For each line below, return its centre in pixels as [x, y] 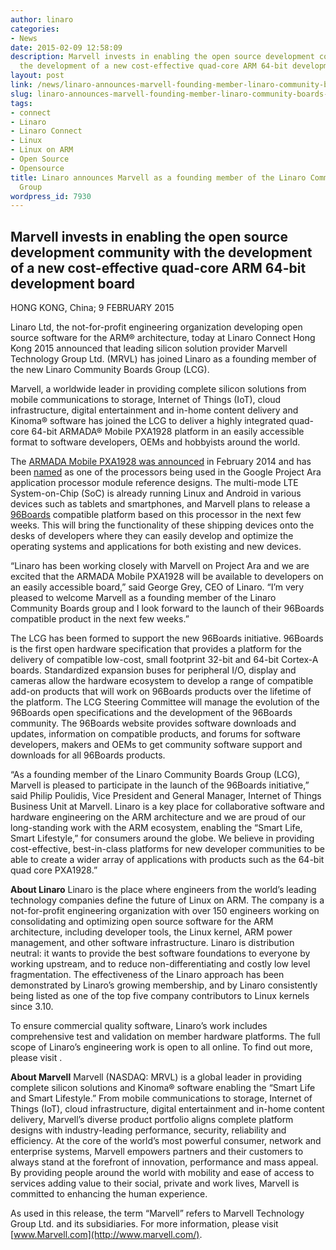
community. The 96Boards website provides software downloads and [153, 723]
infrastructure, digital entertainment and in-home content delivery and [154, 410]
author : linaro [42, 19]
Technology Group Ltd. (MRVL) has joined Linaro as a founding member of [163, 359]
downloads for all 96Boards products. [88, 755]
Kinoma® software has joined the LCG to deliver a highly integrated [148, 421]
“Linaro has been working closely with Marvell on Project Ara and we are [160, 566]
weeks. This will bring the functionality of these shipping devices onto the [162, 525]
